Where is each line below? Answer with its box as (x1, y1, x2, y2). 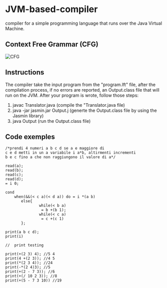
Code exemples (5, 132, 55, 141)
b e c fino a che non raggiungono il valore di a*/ (5, 155, 116, 160)
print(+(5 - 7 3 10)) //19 (5, 278, 62, 283)
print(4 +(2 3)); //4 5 (5, 256, 55, 261)
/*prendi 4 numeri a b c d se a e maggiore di (5, 146, 105, 151)
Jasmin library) (12, 112, 44, 119)
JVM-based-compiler (5, 4, 98, 15)
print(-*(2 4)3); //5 (5, 265, 51, 270)
